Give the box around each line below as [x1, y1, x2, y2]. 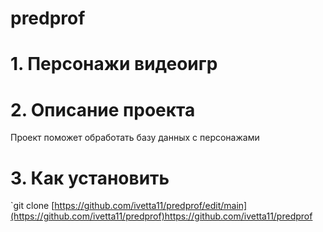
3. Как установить [10, 167, 170, 189]
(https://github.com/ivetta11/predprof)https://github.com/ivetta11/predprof [10, 210, 313, 222]
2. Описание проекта [10, 98, 196, 121]
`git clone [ [10, 200, 55, 212]
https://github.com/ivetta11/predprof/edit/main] [54, 200, 248, 212]
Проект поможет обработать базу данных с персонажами [10, 132, 260, 144]
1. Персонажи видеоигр [10, 53, 218, 76]
